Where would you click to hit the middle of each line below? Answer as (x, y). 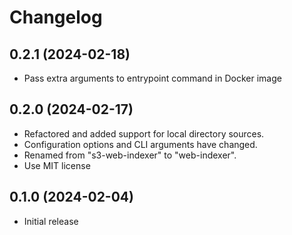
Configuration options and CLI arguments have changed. (140, 144)
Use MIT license (57, 165)
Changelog (56, 17)
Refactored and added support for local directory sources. (144, 133)
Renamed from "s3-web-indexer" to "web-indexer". (130, 155)
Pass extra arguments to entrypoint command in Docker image (152, 78)
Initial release (51, 221)
